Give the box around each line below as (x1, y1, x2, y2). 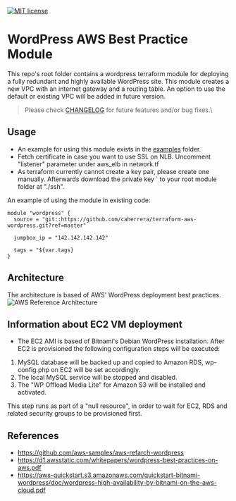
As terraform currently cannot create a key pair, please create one (17, 167, 210, 175)
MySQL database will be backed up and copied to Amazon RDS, (17, 358, 204, 366)
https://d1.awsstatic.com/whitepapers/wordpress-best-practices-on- (17, 456, 218, 464)
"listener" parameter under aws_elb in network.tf (17, 159, 159, 168)
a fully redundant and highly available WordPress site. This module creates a (7, 77, 230, 85)
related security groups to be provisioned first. (7, 409, 142, 418)
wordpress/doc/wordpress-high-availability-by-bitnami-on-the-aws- (17, 478, 217, 487)
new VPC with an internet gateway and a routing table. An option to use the (7, 85, 225, 93)
